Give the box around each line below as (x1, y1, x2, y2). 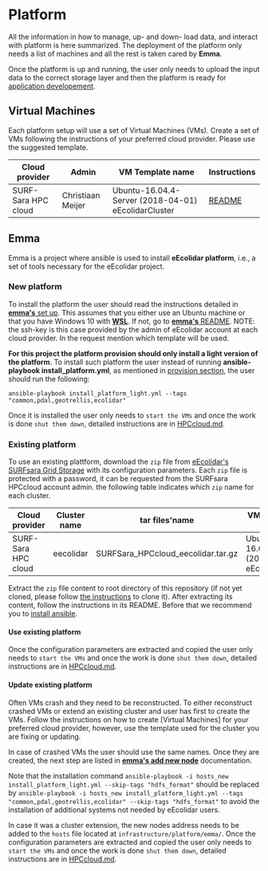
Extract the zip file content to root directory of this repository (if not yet (8, 583, 242, 593)
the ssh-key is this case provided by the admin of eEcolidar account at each (8, 324, 258, 334)
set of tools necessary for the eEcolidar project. (8, 261, 165, 271)
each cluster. (8, 491, 51, 500)
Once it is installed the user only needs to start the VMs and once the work (8, 410, 257, 420)
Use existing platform (8, 627, 81, 637)
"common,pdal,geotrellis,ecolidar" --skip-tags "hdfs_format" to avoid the (8, 796, 260, 806)
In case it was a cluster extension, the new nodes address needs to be (8, 820, 239, 830)
